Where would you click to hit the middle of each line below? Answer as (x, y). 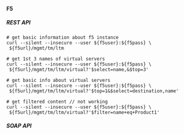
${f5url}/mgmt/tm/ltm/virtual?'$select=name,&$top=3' (79, 69)
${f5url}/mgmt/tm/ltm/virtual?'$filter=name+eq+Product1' (84, 112)
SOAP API (19, 126)
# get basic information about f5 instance (63, 37)
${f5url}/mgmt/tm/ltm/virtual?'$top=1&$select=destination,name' (94, 91)
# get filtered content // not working (57, 102)
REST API (18, 23)
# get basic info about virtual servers (59, 80)
